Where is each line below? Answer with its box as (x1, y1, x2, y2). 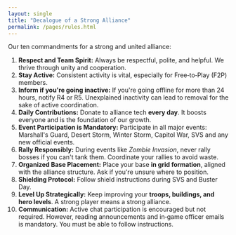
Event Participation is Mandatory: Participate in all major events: (18, 123, 207, 132)
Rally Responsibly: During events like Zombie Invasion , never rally (18, 145, 211, 154)
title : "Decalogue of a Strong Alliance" (8, 17, 131, 24)
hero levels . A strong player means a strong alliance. (18, 198, 171, 206)
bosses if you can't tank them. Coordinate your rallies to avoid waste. (18, 153, 219, 161)
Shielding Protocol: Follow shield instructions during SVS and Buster (18, 175, 218, 184)
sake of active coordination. (18, 101, 99, 109)
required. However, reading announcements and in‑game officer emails (18, 213, 225, 221)
